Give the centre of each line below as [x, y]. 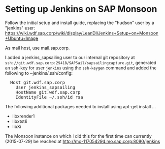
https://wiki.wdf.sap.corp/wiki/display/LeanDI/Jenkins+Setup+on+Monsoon [82, 33]
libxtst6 [20, 121]
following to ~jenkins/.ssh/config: [39, 73]
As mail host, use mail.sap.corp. [37, 48]
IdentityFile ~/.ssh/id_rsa [49, 97]
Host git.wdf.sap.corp [37, 82]
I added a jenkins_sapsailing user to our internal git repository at [70, 57]
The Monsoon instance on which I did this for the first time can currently [78, 136]
